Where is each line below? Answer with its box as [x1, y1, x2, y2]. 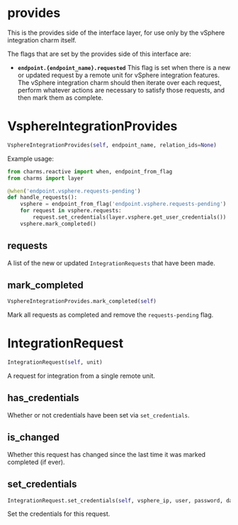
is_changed [7, 432, 60, 444]
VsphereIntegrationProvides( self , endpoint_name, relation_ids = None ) [7, 142, 217, 149]
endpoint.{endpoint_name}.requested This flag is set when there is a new [17, 63, 231, 71]
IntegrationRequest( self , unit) [7, 359, 103, 366]
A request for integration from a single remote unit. [7, 371, 156, 380]
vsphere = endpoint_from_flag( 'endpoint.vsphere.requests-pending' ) [20, 200, 227, 208]
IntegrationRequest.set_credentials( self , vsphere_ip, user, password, [7, 497, 223, 504]
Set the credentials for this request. [7, 509, 110, 518]
